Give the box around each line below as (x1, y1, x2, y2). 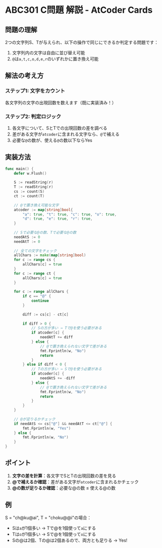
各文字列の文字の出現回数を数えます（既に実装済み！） (5, 99, 116, 105)
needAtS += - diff (40, 376, 76, 381)
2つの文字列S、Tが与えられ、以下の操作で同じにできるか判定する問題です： (5, 40, 159, 45)
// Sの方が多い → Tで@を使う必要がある (31, 326, 102, 331)
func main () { (5, 166, 34, 171)
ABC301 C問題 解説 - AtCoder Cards (5, 4, 153, 16)
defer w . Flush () (14, 171, 47, 176)
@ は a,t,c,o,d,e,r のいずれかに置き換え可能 (12, 56, 99, 62)
